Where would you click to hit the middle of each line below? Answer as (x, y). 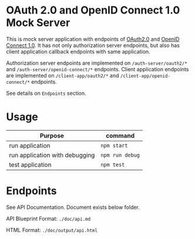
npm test (113, 165)
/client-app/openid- (145, 76)
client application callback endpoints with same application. (78, 51)
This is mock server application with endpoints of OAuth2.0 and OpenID (93, 39)
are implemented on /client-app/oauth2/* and (63, 75)
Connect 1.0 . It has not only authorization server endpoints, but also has (93, 45)
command (120, 135)
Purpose (52, 135)
